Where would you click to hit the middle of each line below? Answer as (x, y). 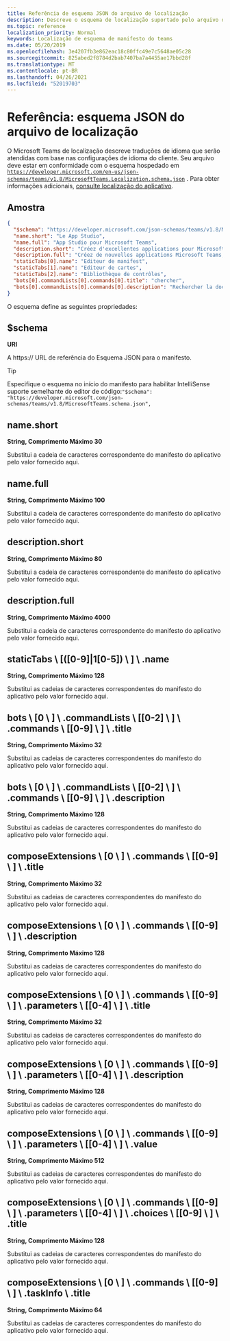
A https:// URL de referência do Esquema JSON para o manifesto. (99, 358)
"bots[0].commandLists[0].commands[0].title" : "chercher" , (99, 280)
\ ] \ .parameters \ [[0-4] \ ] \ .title (79, 1006)
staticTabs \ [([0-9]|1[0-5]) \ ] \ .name (88, 659)
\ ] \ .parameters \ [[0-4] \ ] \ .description (95, 1075)
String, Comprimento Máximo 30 (55, 442)
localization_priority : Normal (52, 33)
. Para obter (203, 179)
